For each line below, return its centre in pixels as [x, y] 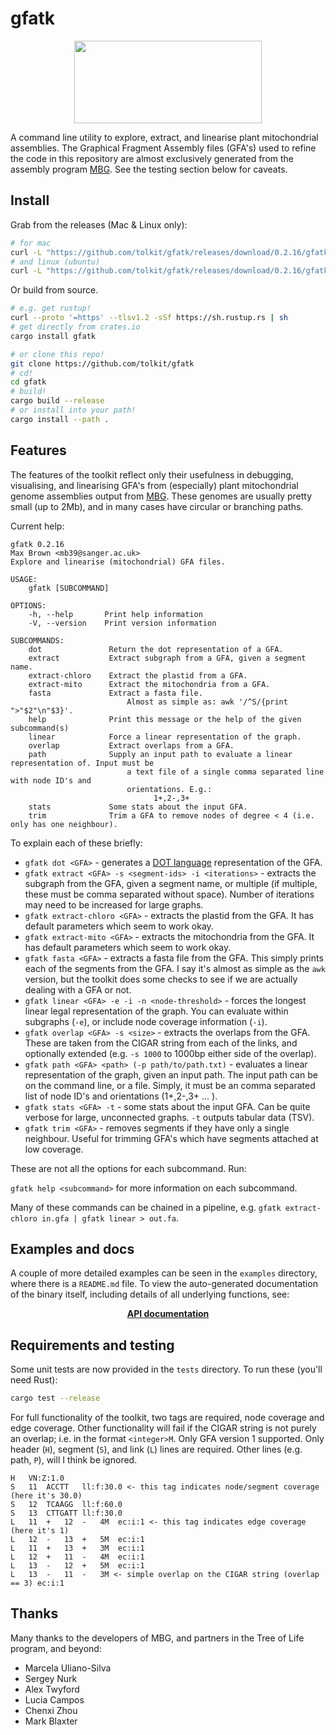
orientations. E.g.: [169, 789]
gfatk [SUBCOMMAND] [69, 588]
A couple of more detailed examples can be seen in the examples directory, [164, 1273]
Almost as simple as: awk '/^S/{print [207, 702]
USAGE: [24, 579]
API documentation [168, 1314]
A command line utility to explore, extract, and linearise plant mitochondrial [164, 137]
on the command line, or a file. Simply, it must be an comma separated [170, 1085]
